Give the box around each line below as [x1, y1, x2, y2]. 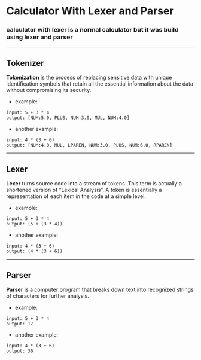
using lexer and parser [6, 33, 73, 41]
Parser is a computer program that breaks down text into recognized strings [6, 286, 194, 293]
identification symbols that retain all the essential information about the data [6, 80, 193, 87]
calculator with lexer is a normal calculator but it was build [6, 26, 179, 34]
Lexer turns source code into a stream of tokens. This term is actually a [6, 180, 182, 187]
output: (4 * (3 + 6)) [6, 248, 63, 255]
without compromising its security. [6, 87, 92, 94]
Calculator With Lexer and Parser [6, 4, 175, 18]
